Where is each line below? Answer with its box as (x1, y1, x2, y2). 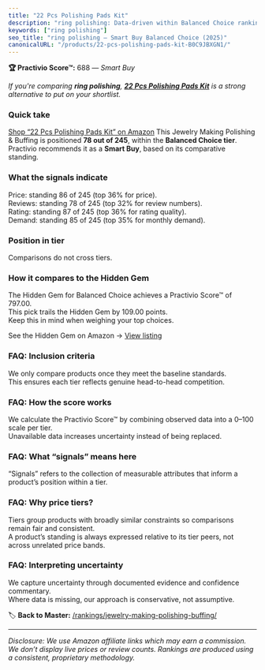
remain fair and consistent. (8, 523, 95, 533)
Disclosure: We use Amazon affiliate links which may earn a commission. (8, 636, 247, 646)
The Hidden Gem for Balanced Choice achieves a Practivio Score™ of (8, 290, 233, 300)
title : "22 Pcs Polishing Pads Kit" (8, 11, 129, 20)
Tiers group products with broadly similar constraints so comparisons (8, 515, 234, 525)
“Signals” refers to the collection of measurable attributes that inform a (8, 469, 238, 478)
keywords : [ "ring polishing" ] (8, 26, 108, 34)
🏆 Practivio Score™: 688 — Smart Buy (8, 63, 136, 73)
